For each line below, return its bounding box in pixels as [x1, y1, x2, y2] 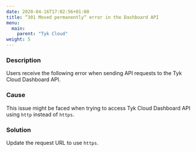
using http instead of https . [6, 111, 75, 118]
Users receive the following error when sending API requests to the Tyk [6, 70, 182, 77]
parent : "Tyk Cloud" [17, 31, 68, 37]
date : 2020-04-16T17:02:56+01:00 [6, 8, 90, 15]
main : [11, 25, 26, 32]
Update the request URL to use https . [6, 139, 99, 146]
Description [6, 56, 41, 64]
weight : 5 [6, 36, 31, 42]
